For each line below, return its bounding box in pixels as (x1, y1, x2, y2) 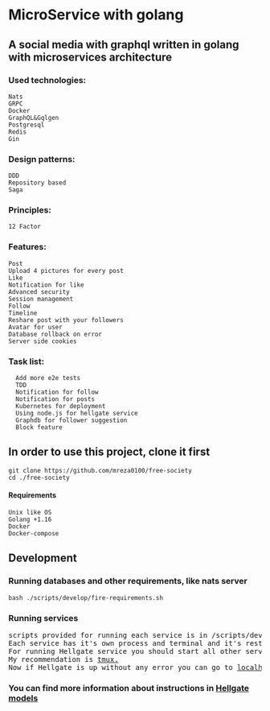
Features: (8, 242, 47, 253)
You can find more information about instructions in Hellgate (8, 682, 249, 693)
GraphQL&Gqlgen (8, 114, 59, 122)
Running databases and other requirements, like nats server (8, 576, 247, 587)
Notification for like (8, 280, 84, 289)
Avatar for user (8, 323, 63, 331)
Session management (8, 295, 74, 303)
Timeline (8, 308, 38, 317)
